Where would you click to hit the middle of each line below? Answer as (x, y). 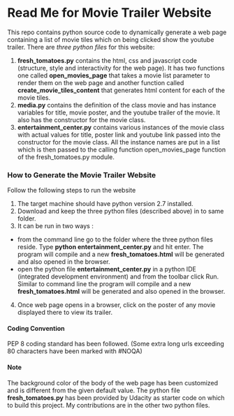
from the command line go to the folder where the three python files (115, 239)
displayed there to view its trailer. (65, 313)
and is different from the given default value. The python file (94, 390)
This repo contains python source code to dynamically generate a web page (117, 32)
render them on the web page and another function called (101, 82)
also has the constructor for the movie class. (81, 119)
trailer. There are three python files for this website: (81, 47)
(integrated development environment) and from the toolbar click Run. (118, 276)
